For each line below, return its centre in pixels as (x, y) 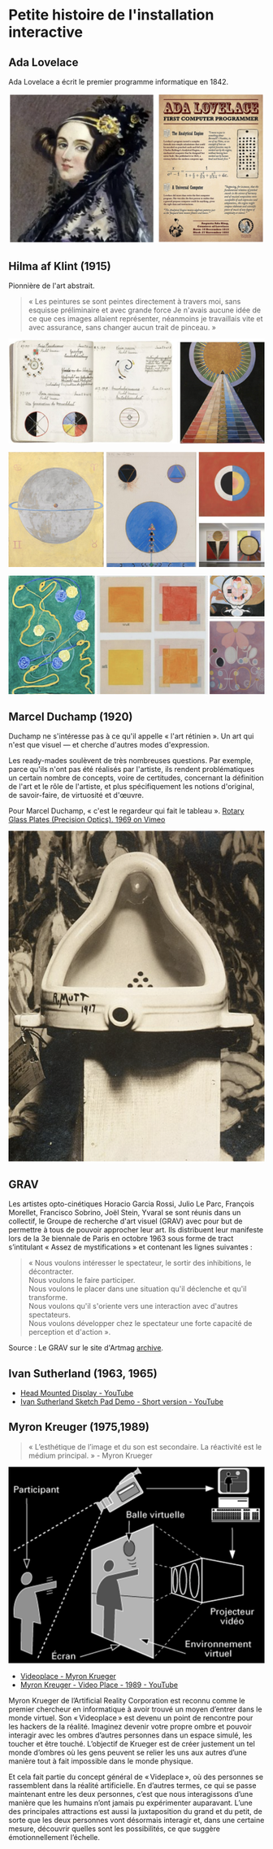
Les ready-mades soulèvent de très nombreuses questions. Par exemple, (131, 761)
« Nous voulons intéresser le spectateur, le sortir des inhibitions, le (140, 1263)
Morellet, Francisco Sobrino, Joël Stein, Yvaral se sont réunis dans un (125, 1213)
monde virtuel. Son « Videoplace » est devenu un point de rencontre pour (131, 1717)
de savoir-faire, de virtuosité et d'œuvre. (76, 796)
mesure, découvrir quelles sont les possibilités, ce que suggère (115, 1829)
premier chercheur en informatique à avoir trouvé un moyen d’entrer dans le (135, 1709)
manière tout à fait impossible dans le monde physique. (101, 1761)
